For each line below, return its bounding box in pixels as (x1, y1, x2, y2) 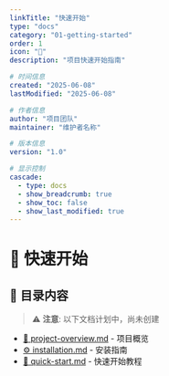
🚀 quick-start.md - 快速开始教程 (22, 356, 143, 367)
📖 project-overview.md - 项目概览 (22, 333, 149, 344)
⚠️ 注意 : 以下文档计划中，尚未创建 (31, 314, 160, 325)
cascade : (9, 172, 43, 182)
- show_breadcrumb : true (17, 189, 112, 199)
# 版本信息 (9, 139, 46, 149)
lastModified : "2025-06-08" (9, 89, 117, 99)
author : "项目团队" (9, 114, 79, 123)
